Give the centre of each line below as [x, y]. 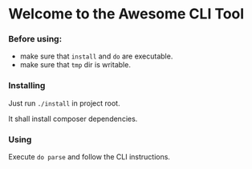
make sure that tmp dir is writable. [75, 65]
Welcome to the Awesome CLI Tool [126, 14]
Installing [27, 86]
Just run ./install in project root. [64, 103]
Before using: [35, 39]
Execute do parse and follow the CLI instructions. [89, 157]
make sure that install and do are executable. [96, 56]
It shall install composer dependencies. [73, 119]
